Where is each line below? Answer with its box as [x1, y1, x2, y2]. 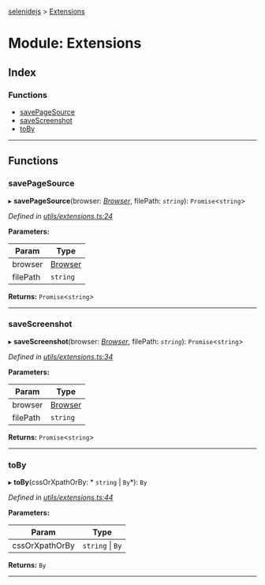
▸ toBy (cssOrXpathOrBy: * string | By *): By [8, 478, 147, 487]
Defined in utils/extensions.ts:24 [8, 211, 113, 220]
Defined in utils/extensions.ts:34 [8, 351, 114, 362]
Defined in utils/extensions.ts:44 [8, 493, 114, 502]
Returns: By [8, 561, 47, 570]
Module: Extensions [8, 35, 142, 52]
